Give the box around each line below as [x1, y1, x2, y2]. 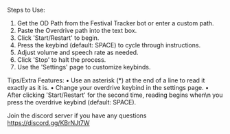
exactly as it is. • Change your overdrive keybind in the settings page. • [7, 84, 209, 91]
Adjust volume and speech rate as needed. [16, 48, 139, 56]
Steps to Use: [7, 6, 46, 14]
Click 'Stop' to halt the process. [16, 56, 106, 64]
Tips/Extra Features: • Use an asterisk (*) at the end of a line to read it [7, 76, 205, 85]
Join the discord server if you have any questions [7, 111, 147, 120]
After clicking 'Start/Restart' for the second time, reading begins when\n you [7, 91, 223, 99]
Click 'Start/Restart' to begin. [16, 34, 100, 42]
